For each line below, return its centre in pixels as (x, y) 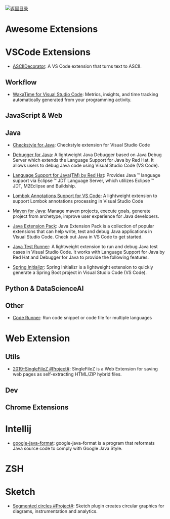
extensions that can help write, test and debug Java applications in (82, 231)
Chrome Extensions (37, 408)
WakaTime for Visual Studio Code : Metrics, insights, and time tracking (85, 94)
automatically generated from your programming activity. (72, 100)
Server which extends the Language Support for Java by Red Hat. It (83, 160)
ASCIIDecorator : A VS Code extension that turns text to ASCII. (77, 66)
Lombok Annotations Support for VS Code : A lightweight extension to (85, 196)
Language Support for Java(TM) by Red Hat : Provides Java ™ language (87, 175)
